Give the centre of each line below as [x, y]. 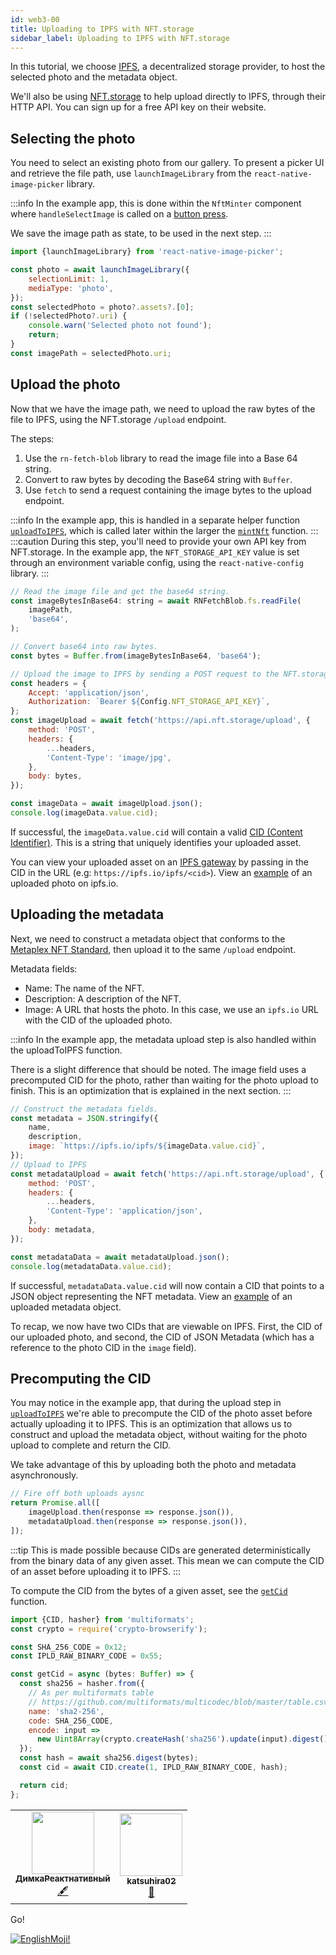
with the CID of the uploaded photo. [98, 1020]
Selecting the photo [73, 138]
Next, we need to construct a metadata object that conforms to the [148, 938]
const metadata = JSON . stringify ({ [84, 1118]
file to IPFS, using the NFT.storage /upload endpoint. [118, 419]
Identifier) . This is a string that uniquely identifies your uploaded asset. [156, 842]
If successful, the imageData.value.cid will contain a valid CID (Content [156, 832]
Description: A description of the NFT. [103, 998]
